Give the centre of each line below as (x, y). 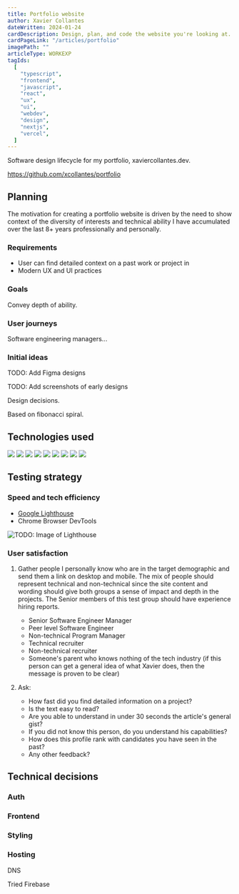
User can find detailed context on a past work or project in (103, 263)
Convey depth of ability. (42, 305)
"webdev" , (35, 114)
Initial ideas (28, 357)
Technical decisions (53, 777)
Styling (20, 835)
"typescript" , (41, 74)
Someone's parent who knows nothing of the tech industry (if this (125, 658)
